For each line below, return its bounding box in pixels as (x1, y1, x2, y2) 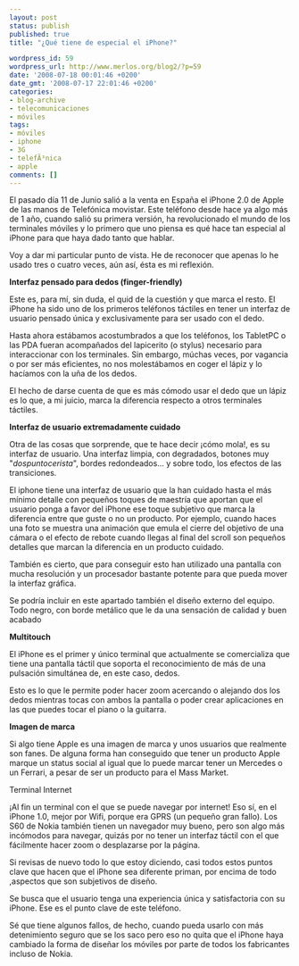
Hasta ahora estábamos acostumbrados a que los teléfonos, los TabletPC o (9, 330, 287, 341)
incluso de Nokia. (9, 948, 73, 960)
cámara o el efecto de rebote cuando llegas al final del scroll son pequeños (9, 532, 286, 543)
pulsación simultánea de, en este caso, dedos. (9, 668, 180, 679)
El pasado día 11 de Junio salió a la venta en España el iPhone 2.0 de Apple (9, 195, 285, 205)
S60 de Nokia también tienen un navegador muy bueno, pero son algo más (9, 820, 286, 831)
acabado (9, 614, 42, 625)
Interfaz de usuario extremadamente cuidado (9, 421, 181, 433)
